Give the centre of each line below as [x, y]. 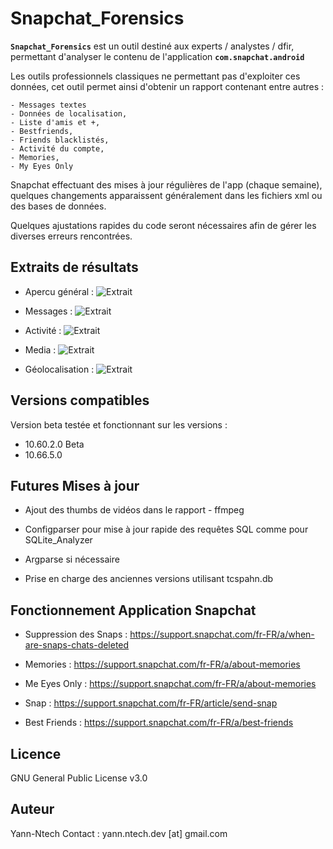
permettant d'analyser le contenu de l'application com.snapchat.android [157, 56]
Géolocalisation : [59, 369]
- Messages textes [48, 105]
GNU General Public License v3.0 [79, 778]
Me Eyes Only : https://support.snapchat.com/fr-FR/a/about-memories [170, 684]
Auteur [32, 809]
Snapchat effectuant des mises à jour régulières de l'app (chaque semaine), [166, 184]
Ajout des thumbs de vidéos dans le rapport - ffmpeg [134, 510]
